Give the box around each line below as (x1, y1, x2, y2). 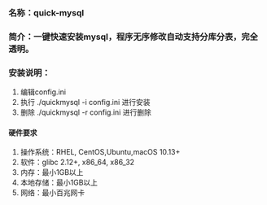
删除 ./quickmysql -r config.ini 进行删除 (20, 107, 152, 117)
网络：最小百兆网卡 (20, 188, 85, 198)
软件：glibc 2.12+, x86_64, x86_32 (20, 157, 135, 168)
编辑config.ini (20, 87, 67, 97)
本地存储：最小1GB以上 (20, 177, 98, 188)
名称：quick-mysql (8, 7, 85, 18)
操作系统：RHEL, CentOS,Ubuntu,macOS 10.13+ (20, 147, 181, 157)
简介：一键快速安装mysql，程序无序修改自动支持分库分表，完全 (8, 31, 259, 42)
